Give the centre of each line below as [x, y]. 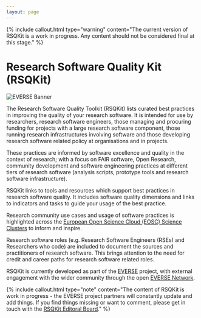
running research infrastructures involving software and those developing [98, 134]
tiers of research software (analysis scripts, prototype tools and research [97, 172]
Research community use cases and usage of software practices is [90, 215]
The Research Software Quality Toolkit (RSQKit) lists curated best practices [101, 108]
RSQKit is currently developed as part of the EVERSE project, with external [99, 271]
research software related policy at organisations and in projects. [87, 141]
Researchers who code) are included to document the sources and [90, 246]
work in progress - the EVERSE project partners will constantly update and [99, 295]
